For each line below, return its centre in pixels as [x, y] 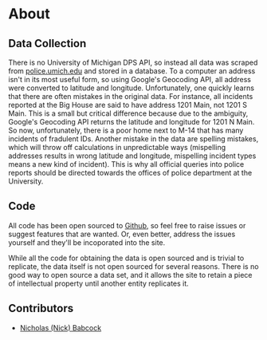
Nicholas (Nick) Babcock [61, 327]
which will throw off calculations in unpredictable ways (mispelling [117, 147]
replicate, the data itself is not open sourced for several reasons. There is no [133, 266]
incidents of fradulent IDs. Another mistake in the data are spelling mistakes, [133, 139]
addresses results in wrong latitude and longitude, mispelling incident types [132, 156]
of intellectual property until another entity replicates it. [98, 283]
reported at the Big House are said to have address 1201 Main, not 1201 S [128, 105]
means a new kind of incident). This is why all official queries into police [126, 164]
